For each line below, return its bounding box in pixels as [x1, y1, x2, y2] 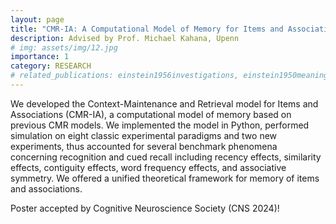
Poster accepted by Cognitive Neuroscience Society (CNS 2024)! [10, 202, 280, 214]
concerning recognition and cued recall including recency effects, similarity [10, 151, 322, 163]
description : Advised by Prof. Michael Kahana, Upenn [10, 33, 240, 43]
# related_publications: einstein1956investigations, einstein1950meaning [10, 71, 329, 81]
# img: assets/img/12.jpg [10, 42, 118, 53]
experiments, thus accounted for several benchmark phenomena [10, 140, 278, 152]
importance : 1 [10, 52, 70, 62]
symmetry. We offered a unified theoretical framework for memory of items [10, 172, 320, 184]
